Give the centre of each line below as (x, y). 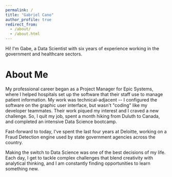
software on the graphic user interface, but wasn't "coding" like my (77, 105)
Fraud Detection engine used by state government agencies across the (80, 137)
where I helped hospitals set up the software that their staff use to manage (84, 94)
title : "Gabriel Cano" (30, 15)
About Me (27, 75)
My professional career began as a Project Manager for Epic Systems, (79, 89)
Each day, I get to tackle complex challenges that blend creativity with (79, 158)
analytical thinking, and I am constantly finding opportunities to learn (78, 163)
